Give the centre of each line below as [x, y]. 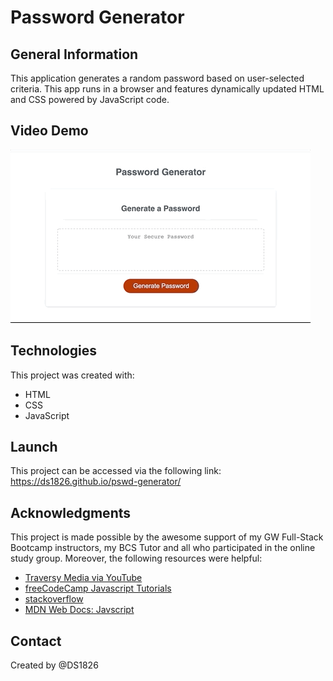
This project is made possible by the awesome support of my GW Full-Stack [167, 537]
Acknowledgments [71, 512]
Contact [36, 641]
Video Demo [49, 131]
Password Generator [97, 17]
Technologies [54, 351]
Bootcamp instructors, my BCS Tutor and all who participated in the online [163, 548]
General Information [74, 54]
